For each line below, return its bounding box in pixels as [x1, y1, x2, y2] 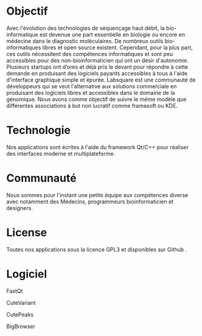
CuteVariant [6, 299, 36, 306]
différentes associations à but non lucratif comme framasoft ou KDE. [6, 102, 178, 109]
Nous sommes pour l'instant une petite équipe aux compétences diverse [6, 191, 189, 198]
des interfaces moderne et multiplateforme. [6, 150, 116, 157]
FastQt [6, 287, 23, 295]
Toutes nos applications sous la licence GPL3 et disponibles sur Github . [6, 245, 187, 253]
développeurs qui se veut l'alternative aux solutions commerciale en [6, 82, 177, 89]
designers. [6, 204, 33, 211]
